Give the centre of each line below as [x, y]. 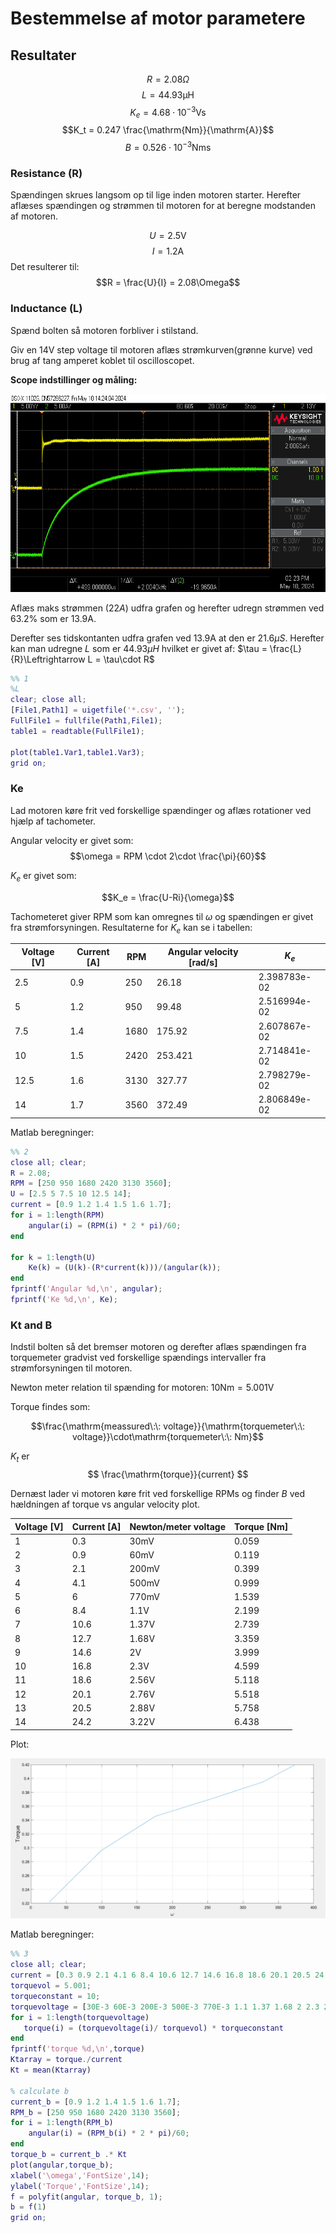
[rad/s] [203, 962]
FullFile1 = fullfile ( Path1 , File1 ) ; [86, 721]
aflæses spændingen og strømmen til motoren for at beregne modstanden [163, 206]
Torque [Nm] [261, 1526]
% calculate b [40, 2091]
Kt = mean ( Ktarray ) [51, 2070]
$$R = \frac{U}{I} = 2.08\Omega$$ [168, 283]
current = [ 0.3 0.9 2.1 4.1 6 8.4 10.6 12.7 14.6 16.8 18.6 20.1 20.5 [160, 1975]
